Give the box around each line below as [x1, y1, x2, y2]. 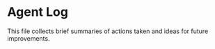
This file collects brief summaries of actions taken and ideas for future [7, 27, 209, 35]
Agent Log [7, 4, 68, 20]
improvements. [7, 34, 50, 42]
